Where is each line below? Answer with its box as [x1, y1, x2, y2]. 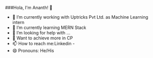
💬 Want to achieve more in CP [12, 35, 73, 41]
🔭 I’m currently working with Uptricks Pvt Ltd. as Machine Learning [12, 14, 149, 20]
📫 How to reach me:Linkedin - [12, 41, 75, 46]
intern [12, 20, 25, 25]
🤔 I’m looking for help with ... [12, 30, 71, 35]
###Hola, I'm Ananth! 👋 [5, 5, 53, 10]
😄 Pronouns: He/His [12, 48, 54, 54]
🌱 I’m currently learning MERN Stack [12, 25, 86, 30]
